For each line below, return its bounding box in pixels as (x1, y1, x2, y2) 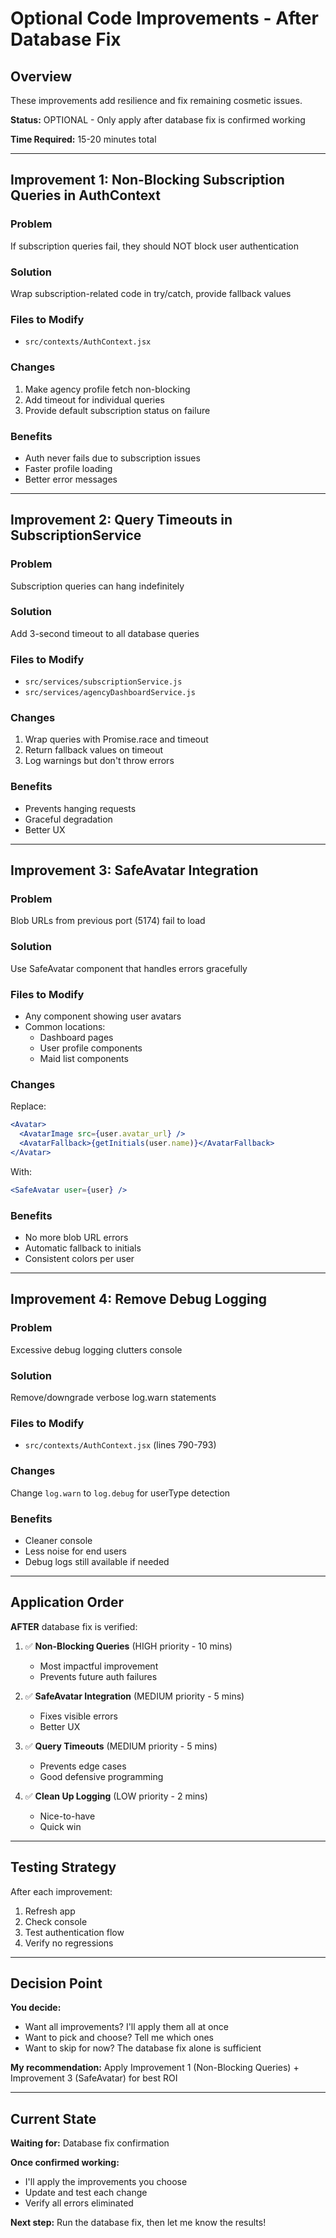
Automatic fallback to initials (24, 1242, 142, 1254)
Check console (24, 1915, 88, 1927)
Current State (10, 2110, 97, 2127)
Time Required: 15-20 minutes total (10, 133, 157, 145)
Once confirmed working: (10, 2157, 120, 2169)
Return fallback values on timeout (24, 744, 164, 756)
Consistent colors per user (24, 1253, 135, 1264)
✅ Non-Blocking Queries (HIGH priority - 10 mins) (24, 1640, 233, 1652)
